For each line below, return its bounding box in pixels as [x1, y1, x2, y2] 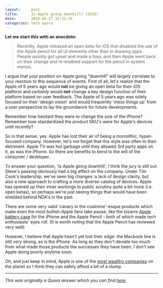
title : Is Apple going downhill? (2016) [5, 12, 98, 16]
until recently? [5, 124, 33, 130]
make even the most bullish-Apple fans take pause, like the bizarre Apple [5, 209, 151, 215]
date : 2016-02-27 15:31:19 [5, 16, 73, 21]
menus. [16, 64, 33, 70]
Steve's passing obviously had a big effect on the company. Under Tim [5, 168, 147, 175]
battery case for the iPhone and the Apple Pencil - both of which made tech [5, 214, 156, 220]
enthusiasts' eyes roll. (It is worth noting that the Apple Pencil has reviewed [5, 219, 155, 225]
